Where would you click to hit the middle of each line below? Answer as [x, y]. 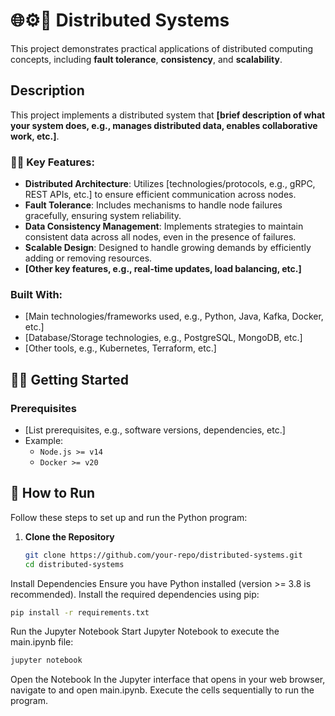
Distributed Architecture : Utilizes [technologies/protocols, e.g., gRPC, [170, 184]
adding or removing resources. [88, 258]
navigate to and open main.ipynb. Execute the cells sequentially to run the [162, 690]
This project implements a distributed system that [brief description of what [168, 115]
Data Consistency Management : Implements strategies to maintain [164, 226]
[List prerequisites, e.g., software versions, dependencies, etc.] [155, 430]
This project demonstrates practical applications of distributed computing [162, 48]
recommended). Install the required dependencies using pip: [135, 594]
